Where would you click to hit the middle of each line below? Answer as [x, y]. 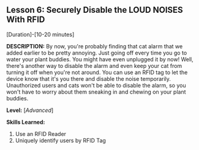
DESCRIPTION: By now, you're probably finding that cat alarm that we [95, 46]
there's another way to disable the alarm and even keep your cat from [94, 66]
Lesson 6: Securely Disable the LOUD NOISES [95, 10]
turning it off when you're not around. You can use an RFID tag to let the [97, 72]
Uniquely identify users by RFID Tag [60, 140]
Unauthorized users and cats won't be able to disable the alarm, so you [96, 85]
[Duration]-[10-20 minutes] [40, 34]
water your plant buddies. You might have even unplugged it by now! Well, [100, 59]
